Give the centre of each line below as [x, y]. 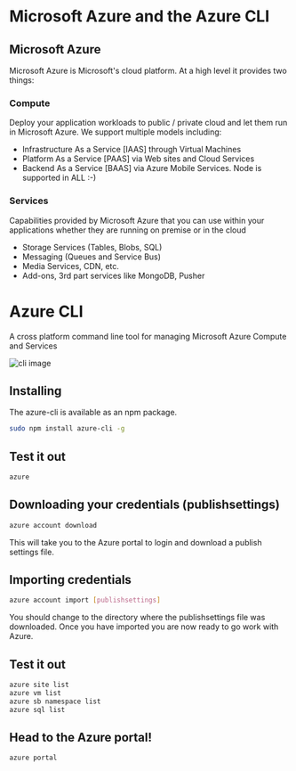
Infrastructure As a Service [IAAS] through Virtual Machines [132, 150]
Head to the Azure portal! [81, 737]
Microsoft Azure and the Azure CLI [140, 16]
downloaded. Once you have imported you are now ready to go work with [144, 627]
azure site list [39, 685]
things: [22, 80]
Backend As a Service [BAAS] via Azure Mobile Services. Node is [142, 168]
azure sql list [37, 709]
